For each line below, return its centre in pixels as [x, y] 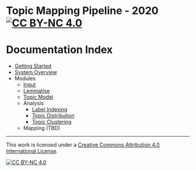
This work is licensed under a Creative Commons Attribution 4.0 [83, 145]
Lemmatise [36, 91]
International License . [32, 151]
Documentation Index [59, 50]
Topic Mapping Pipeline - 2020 [82, 11]
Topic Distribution [53, 116]
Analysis [33, 103]
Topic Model [38, 97]
